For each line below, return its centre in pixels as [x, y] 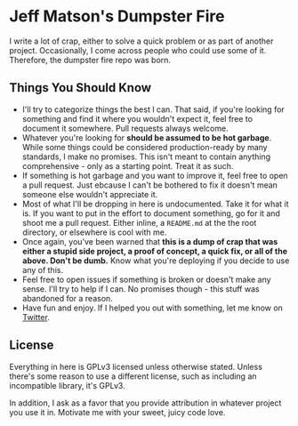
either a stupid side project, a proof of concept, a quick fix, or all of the [154, 251]
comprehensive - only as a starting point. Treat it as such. [128, 165]
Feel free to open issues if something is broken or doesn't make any [146, 279]
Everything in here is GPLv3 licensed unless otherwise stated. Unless [136, 366]
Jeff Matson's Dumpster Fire [117, 16]
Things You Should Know [81, 88]
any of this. [43, 269]
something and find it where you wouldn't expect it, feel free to [137, 118]
